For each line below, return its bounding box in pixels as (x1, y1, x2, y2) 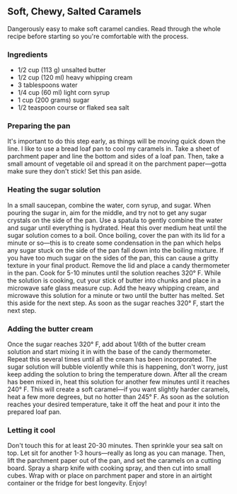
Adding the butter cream (7, 323, 93, 333)
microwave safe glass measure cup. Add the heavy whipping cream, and (7, 283, 219, 292)
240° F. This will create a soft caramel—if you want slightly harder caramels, (7, 385, 230, 394)
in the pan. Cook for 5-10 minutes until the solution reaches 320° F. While (7, 268, 221, 277)
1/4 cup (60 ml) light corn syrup (17, 88, 110, 97)
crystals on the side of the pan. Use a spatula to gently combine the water (7, 216, 223, 224)
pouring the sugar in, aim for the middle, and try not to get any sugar (7, 208, 207, 217)
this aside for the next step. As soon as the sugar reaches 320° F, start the (7, 299, 225, 307)
